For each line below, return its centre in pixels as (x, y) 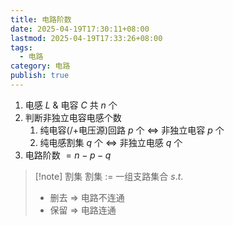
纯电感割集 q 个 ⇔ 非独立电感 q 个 (111, 142)
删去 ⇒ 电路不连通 (87, 197)
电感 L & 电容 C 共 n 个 (71, 105)
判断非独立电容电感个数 (73, 117)
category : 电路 (40, 66)
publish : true (40, 76)
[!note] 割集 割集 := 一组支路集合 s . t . (109, 176)
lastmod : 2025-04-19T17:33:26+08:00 (86, 38)
